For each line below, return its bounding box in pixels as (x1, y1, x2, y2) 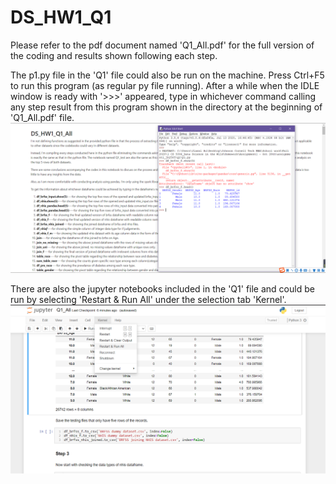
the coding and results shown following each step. (10, 49, 218, 61)
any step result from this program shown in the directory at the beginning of (10, 101, 323, 113)
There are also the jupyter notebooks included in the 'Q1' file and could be (10, 283, 315, 295)
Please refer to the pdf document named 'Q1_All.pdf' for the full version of (10, 39, 315, 51)
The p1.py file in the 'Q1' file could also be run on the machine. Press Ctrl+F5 (10, 69, 325, 81)
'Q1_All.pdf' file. (10, 111, 75, 123)
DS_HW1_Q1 (10, 6, 112, 29)
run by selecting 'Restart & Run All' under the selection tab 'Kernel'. (10, 294, 287, 306)
